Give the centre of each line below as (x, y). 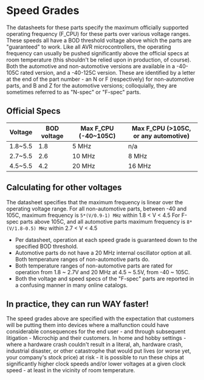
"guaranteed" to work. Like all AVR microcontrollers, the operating (89, 47)
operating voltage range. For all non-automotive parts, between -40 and (97, 209)
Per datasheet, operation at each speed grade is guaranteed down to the (106, 240)
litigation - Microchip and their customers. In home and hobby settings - (96, 338)
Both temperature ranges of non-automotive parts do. (82, 259)
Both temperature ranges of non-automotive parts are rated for (94, 266)
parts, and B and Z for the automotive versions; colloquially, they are (92, 85)
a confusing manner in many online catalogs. (71, 285)
